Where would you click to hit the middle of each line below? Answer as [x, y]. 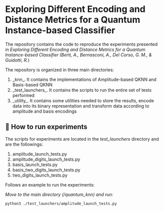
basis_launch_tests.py [35, 164]
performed [23, 95]
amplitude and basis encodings [45, 111]
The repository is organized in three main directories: [60, 70]
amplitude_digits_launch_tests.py [46, 159]
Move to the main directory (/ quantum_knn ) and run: [59, 194]
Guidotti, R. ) [17, 60]
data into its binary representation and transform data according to [81, 106]
